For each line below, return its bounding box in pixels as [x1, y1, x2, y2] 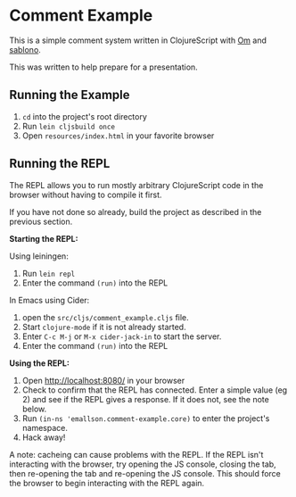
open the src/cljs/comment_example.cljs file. [21, 311, 189, 322]
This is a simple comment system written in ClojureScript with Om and [9, 35, 267, 46]
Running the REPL [9, 156, 111, 171]
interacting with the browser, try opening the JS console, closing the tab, [9, 459, 276, 469]
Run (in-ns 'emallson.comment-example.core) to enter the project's [21, 412, 270, 424]
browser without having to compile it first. [9, 189, 162, 200]
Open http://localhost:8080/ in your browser [21, 375, 185, 385]
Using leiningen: [9, 251, 69, 261]
